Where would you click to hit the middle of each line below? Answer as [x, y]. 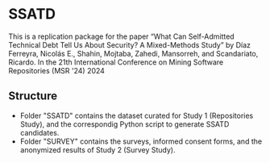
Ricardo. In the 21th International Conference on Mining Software [116, 62]
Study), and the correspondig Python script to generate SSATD [125, 124]
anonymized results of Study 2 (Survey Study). [98, 149]
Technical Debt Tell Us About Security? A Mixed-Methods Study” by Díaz [130, 44]
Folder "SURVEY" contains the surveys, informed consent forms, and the [141, 141]
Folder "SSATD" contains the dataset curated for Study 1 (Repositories [137, 115]
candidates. [39, 132]
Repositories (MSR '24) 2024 [56, 70]
